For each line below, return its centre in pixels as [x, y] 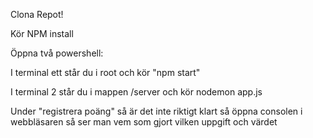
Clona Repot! [37, 14]
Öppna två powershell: [57, 53]
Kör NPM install [42, 33]
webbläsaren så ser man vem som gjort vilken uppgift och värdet [144, 122]
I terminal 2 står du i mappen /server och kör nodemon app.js [136, 92]
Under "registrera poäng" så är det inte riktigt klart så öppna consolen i [156, 111]
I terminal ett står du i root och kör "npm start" [105, 72]
